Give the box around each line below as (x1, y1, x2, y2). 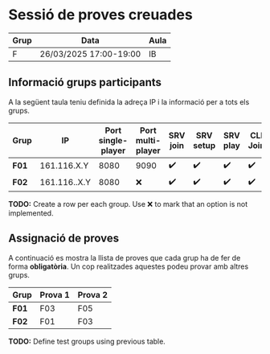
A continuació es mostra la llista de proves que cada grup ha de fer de (8, 253, 241, 262)
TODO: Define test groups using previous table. (8, 336, 166, 346)
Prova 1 (39, 289, 70, 300)
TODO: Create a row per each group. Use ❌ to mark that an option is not (8, 199, 248, 208)
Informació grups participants (8, 76, 162, 89)
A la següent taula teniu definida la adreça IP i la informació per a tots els (8, 97, 250, 106)
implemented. (8, 208, 54, 218)
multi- (135, 134, 162, 146)
